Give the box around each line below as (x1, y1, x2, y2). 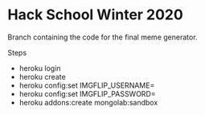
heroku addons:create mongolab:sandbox (18, 97, 158, 107)
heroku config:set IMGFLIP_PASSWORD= (18, 88, 156, 98)
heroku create (18, 72, 66, 81)
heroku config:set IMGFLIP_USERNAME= (18, 80, 155, 90)
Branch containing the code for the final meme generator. (7, 32, 198, 42)
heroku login (18, 63, 61, 73)
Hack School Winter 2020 (7, 6, 184, 24)
